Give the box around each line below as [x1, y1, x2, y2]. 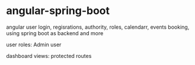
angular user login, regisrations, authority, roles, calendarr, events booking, [6, 23, 190, 30]
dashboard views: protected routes [6, 52, 92, 59]
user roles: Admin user [6, 41, 62, 48]
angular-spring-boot [6, 4, 110, 18]
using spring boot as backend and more [6, 29, 104, 36]
